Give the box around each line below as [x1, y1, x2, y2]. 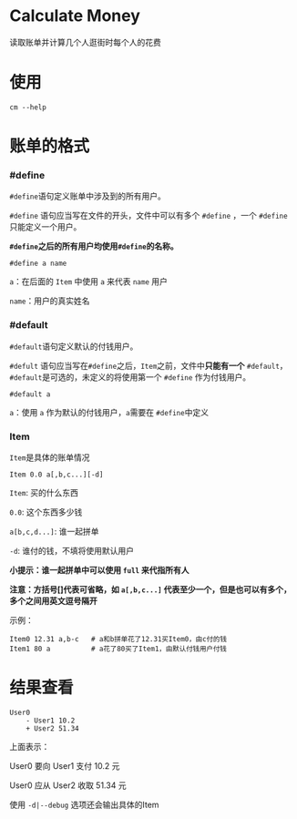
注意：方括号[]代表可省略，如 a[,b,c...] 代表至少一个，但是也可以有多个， [9, 584, 292, 595]
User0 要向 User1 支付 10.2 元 [9, 760, 120, 771]
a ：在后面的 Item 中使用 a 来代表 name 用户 [9, 276, 169, 287]
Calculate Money [9, 5, 141, 26]
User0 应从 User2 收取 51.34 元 [9, 780, 127, 791]
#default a [9, 389, 51, 399]
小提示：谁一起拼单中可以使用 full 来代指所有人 [9, 564, 189, 575]
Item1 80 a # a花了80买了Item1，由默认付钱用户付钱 [9, 644, 228, 653]
